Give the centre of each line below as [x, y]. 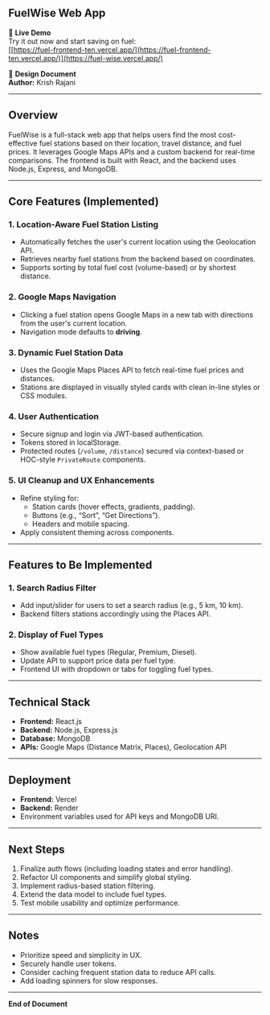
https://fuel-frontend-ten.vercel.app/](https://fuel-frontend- [112, 49]
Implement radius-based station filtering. [87, 886]
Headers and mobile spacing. [81, 524]
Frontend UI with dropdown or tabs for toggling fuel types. [117, 669]
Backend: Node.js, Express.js [69, 730]
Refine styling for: [49, 498]
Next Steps [37, 849]
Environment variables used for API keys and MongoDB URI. [119, 816]
